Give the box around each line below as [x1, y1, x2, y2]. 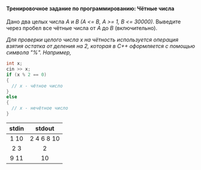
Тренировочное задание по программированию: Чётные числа [6, 5, 175, 12]
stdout [35, 124, 55, 132]
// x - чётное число [11, 83, 63, 89]
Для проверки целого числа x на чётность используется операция [6, 36, 179, 43]
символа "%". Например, [6, 49, 72, 56]
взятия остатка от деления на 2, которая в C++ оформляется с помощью [6, 43, 196, 50]
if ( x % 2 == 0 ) [6, 71, 47, 77]
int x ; [6, 61, 23, 67]
